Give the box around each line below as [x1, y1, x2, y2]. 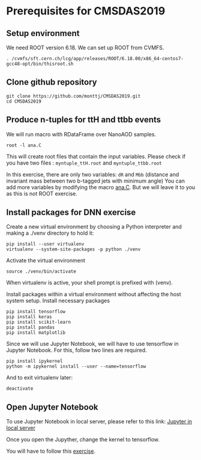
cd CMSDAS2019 [6, 98, 42, 104]
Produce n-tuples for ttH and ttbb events [6, 115, 161, 125]
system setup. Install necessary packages [6, 297, 110, 304]
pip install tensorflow [6, 309, 66, 315]
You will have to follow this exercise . [6, 447, 96, 455]
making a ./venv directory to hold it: [6, 229, 94, 237]
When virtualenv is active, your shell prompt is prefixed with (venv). [6, 279, 173, 286]
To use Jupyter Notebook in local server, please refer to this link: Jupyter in [6, 418, 193, 425]
